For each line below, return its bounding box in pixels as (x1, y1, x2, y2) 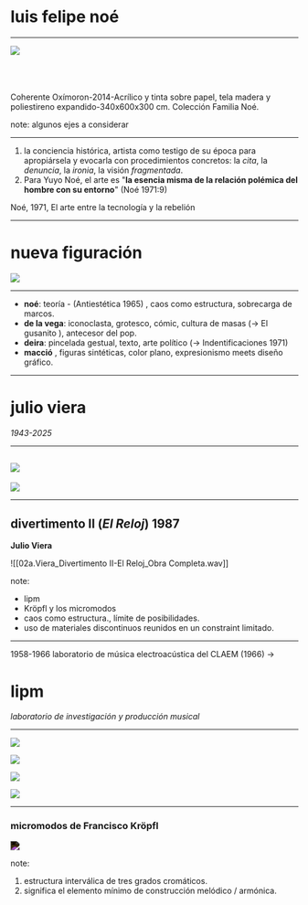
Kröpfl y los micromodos (23, 603, 117, 614)
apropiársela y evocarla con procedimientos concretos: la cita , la (23, 154, 268, 165)
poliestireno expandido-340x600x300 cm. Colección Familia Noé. (10, 101, 260, 112)
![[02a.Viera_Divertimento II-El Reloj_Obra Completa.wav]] (10, 558, 229, 569)
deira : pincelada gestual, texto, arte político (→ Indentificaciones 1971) (23, 336, 289, 348)
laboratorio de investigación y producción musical (10, 711, 200, 722)
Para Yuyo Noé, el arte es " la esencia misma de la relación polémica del (23, 174, 298, 185)
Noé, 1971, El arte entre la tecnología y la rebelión (10, 201, 196, 212)
